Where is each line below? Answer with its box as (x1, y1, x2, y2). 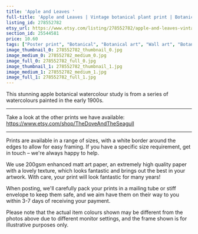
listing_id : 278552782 (6, 19, 62, 25)
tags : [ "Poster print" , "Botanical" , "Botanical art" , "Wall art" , (6, 42, 176, 48)
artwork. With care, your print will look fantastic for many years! (6, 173, 161, 180)
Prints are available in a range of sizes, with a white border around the (6, 137, 176, 144)
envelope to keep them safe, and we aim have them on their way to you (6, 191, 180, 198)
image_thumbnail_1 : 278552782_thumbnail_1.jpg (6, 63, 123, 70)
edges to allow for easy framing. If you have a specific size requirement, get (6, 143, 191, 150)
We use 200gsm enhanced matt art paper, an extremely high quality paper (6, 161, 187, 168)
